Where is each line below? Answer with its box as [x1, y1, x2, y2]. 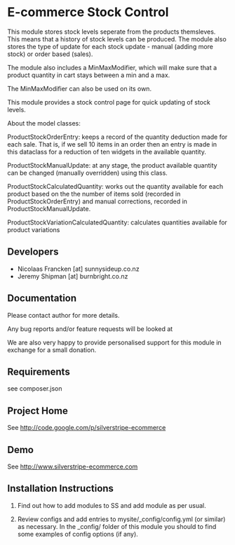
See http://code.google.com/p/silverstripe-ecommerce [7, 424, 166, 432]
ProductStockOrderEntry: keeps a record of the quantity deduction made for [7, 133, 228, 141]
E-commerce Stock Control [7, 4, 169, 20]
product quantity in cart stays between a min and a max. [7, 71, 170, 79]
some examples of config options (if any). [17, 530, 138, 538]
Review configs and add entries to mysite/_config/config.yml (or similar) [17, 515, 226, 523]
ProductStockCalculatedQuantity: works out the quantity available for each [7, 182, 223, 190]
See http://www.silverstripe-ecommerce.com [7, 462, 138, 471]
